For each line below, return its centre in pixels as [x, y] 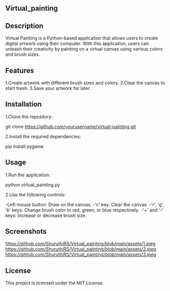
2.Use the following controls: [35, 194]
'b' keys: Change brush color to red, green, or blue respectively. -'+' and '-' [84, 210]
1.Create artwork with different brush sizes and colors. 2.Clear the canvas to [85, 83]
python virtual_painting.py [33, 185]
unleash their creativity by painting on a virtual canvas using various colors [84, 49]
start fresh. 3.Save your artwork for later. [48, 88]
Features [20, 70]
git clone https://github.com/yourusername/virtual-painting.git [71, 126]
